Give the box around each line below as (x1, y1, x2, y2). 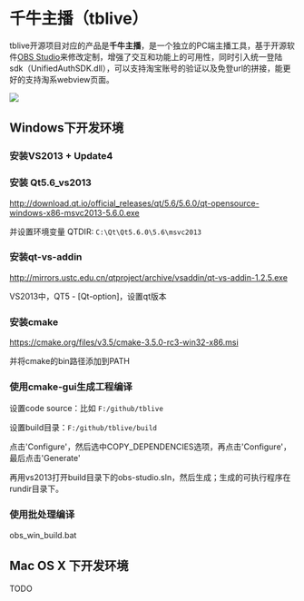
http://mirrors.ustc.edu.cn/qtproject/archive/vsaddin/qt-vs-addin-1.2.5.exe (9, 271, 289, 282)
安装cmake (9, 315, 59, 328)
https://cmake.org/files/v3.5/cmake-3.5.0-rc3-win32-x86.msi (9, 337, 239, 348)
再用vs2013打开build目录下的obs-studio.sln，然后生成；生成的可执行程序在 (9, 472, 291, 483)
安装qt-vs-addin (9, 251, 83, 263)
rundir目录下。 (9, 483, 64, 495)
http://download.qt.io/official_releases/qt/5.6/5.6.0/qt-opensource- (9, 197, 260, 209)
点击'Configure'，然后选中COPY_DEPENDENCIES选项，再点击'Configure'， (9, 441, 292, 452)
